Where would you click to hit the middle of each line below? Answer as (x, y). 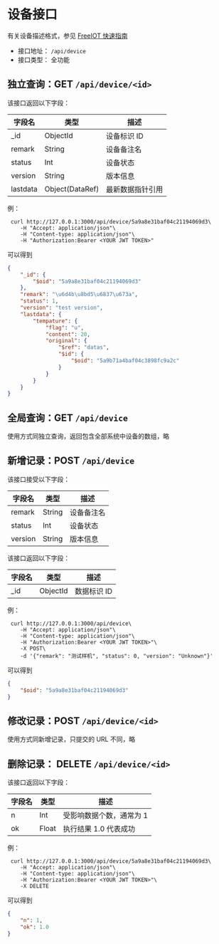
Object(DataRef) (72, 189)
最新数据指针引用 (134, 189)
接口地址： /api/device (52, 51)
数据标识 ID (93, 591)
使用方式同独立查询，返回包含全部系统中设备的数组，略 (88, 436)
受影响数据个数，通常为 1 (105, 816)
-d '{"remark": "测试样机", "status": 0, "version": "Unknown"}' (117, 656)
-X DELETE (35, 886)
